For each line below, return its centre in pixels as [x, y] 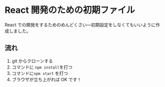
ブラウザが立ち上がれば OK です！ [47, 79]
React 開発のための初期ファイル [70, 10]
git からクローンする [32, 61]
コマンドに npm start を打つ [40, 73]
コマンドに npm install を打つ [42, 67]
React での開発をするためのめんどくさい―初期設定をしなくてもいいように [80, 25]
